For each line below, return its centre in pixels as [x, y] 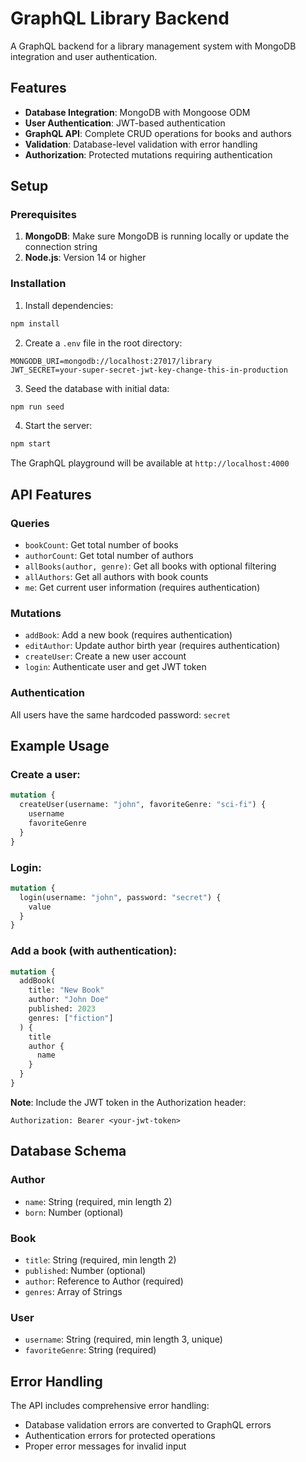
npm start [31, 444]
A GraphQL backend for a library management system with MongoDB [153, 46]
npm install [35, 323]
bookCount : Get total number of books [101, 545]
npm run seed [37, 407]
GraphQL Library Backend [120, 18]
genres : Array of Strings [73, 1291]
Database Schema [68, 1151]
